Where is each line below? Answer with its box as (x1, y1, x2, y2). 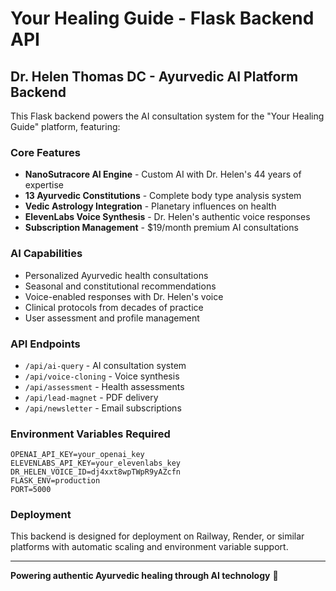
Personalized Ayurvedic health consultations (24, 269, 209, 281)
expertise (24, 179, 65, 191)
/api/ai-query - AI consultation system (24, 359, 187, 371)
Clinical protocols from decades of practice (24, 301, 204, 313)
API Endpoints (10, 337, 81, 351)
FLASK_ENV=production (10, 476, 101, 486)
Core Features (10, 145, 81, 159)
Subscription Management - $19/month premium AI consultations (24, 222, 299, 234)
